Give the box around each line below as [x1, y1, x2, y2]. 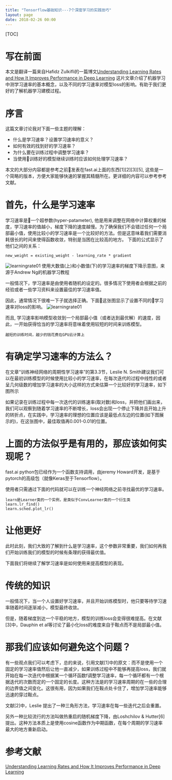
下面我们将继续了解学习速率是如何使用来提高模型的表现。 [5, 560, 126, 566]
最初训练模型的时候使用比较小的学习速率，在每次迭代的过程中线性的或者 [14, 375, 167, 382]
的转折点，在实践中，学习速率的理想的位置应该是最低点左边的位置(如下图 [5, 412, 160, 418]
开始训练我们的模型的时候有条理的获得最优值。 [9, 549, 109, 555]
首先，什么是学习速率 [5, 199, 96, 211]
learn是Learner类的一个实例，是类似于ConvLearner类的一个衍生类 [5, 497, 131, 503]
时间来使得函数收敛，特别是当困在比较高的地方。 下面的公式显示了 [23, 236, 164, 243]
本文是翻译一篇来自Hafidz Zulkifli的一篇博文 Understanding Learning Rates [5, 69, 162, 75]
